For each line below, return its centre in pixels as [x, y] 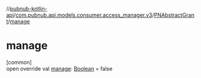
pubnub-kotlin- [28, 9]
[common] [19, 62]
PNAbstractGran [174, 15]
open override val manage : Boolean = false [59, 68]
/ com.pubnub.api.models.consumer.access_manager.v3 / [84, 15]
